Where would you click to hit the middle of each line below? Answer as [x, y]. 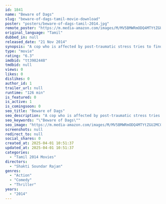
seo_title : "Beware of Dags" [35, 111]
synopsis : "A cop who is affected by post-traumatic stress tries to [78, 47]
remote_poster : [21, 28]
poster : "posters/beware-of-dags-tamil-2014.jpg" [57, 24]
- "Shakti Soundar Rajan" [36, 166]
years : [12, 189]
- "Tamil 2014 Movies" [33, 157]
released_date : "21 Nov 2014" [36, 42]
